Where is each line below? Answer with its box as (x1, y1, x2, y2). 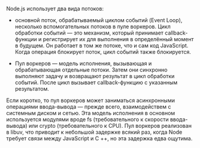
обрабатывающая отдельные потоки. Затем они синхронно (14, 66, 168, 73)
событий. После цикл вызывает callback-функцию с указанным (14, 79, 178, 86)
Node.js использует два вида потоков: (6, 5, 104, 12)
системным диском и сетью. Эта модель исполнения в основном (6, 110, 175, 116)
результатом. (14, 85, 49, 92)
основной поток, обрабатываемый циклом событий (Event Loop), (14, 17, 183, 23)
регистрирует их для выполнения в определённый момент (43, 36, 194, 42)
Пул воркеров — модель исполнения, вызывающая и (14, 60, 152, 67)
